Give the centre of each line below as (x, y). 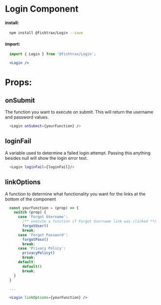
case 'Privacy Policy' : (42, 249)
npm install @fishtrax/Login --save (46, 33)
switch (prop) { (30, 212)
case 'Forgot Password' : (43, 235)
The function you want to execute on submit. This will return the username (79, 112)
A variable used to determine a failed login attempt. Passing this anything (78, 153)
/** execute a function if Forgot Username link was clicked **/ (90, 221)
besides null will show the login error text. (46, 158)
